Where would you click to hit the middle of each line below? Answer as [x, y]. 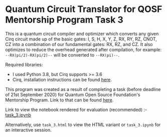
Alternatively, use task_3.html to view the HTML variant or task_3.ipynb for [83, 124]
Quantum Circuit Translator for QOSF [84, 9]
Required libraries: [24, 64]
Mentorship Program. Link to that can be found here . [59, 100]
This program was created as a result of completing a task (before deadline [83, 89]
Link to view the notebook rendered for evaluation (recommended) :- [76, 109]
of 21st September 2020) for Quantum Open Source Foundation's [73, 94]
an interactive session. [28, 130]
